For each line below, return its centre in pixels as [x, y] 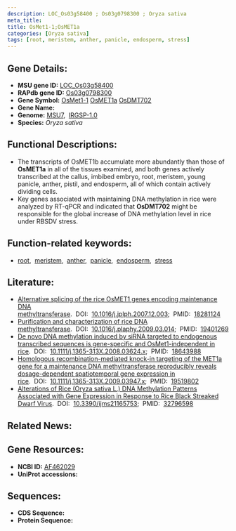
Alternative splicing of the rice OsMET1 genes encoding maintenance [117, 299]
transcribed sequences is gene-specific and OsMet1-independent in [116, 344]
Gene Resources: [46, 450]
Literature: [31, 282]
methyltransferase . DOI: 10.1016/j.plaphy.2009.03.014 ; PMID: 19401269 [123, 329]
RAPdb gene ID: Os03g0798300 [65, 93]
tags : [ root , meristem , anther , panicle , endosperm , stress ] [99, 40]
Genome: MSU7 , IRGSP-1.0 [57, 115]
